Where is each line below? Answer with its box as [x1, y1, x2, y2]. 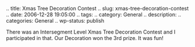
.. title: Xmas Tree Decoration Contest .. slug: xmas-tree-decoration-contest [6, 5, 189, 12]
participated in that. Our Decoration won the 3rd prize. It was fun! [6, 35, 164, 41]
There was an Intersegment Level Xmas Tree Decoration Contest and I [6, 28, 176, 35]
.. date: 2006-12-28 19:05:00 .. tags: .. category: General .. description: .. [6, 11, 182, 18]
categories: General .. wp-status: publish [6, 17, 104, 24]
